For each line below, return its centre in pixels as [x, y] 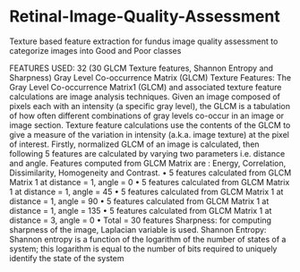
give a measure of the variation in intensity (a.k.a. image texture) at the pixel [149, 134]
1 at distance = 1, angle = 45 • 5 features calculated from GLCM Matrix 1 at [146, 191]
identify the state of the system [67, 258]
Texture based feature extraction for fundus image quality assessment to [144, 41]
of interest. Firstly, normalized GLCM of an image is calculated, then [134, 144]
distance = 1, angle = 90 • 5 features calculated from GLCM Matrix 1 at [139, 201]
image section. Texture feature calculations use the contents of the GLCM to [150, 125]
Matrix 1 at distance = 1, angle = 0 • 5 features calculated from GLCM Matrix [150, 182]
